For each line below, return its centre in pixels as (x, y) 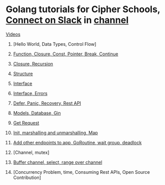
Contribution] (27, 177)
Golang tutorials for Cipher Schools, (83, 9)
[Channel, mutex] (31, 152)
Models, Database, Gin (37, 113)
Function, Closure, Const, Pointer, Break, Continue (65, 54)
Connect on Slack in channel (67, 20)
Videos (13, 34)
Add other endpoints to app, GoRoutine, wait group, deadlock (77, 142)
